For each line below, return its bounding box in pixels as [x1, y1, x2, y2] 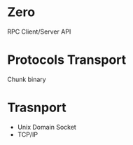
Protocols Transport [7, 52, 127, 68]
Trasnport [7, 99, 66, 116]
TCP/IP [17, 130, 38, 139]
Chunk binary [7, 75, 47, 83]
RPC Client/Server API [7, 27, 71, 36]
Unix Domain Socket [17, 123, 77, 131]
